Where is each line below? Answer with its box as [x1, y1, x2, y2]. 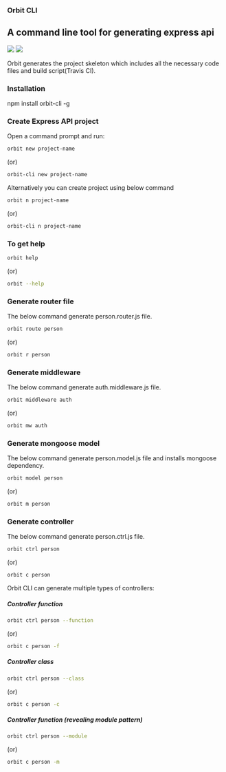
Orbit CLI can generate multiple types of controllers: [7, 584, 155, 592]
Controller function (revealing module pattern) [7, 716, 143, 724]
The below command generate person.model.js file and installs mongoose [7, 454, 217, 462]
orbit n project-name [7, 197, 69, 204]
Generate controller [7, 517, 74, 526]
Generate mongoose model [7, 438, 100, 448]
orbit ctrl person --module [7, 733, 88, 740]
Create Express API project [7, 116, 99, 126]
